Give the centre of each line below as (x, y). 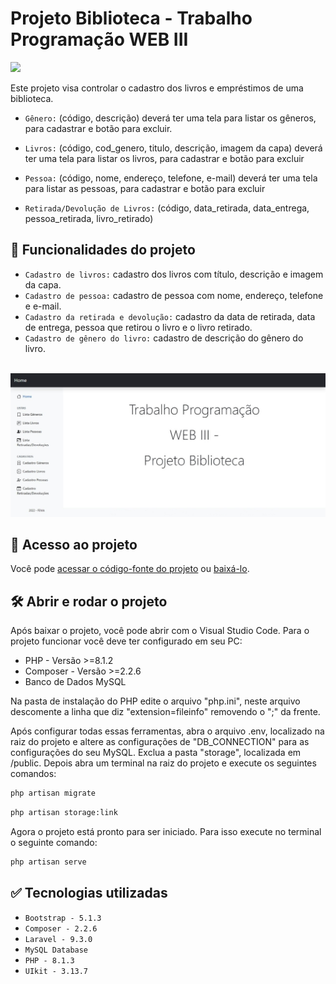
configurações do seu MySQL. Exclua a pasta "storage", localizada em (156, 753)
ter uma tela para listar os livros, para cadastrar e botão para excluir (164, 158)
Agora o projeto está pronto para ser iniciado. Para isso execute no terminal (166, 831)
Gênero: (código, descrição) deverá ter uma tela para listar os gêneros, (170, 118)
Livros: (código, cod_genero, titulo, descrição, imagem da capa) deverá (173, 148)
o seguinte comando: (54, 842)
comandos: (33, 774)
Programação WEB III (99, 39)
